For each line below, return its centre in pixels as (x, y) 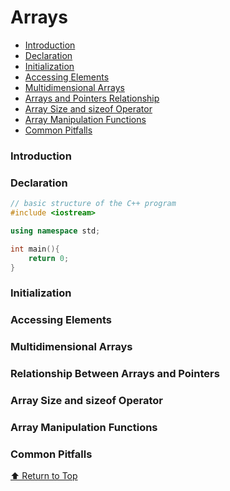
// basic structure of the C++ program (93, 204)
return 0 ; (49, 258)
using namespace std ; (55, 231)
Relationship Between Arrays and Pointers (115, 374)
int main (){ (35, 249)
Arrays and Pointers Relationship (92, 98)
